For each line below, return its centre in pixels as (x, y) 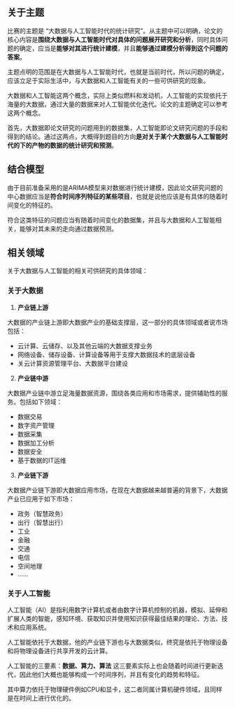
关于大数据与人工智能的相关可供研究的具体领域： (78, 271)
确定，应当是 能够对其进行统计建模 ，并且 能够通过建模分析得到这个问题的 (123, 48)
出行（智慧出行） (42, 522)
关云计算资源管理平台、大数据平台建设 (72, 363)
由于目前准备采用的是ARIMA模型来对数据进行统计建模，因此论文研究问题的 (115, 187)
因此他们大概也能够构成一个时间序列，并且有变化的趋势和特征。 (111, 675)
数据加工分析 (36, 443)
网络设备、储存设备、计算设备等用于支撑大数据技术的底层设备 (106, 354)
